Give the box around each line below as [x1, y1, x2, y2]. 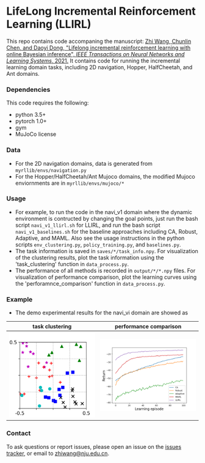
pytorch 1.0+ [15, 117, 47, 125]
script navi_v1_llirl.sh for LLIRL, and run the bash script [15, 221, 160, 229]
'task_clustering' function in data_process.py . [15, 260, 129, 267]
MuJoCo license [15, 130, 57, 138]
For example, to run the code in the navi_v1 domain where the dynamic [15, 208, 192, 215]
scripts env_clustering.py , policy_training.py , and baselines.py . [15, 240, 181, 248]
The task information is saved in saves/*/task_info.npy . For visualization [15, 247, 198, 254]
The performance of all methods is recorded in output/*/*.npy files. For [15, 267, 196, 274]
